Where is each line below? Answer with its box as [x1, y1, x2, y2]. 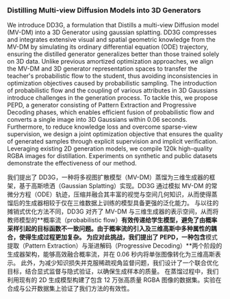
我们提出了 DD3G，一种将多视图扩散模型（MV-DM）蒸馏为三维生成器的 [7, 173, 210, 181]
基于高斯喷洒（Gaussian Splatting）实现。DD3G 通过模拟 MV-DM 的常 [18, 182, 218, 190]
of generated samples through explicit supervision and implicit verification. [7, 138, 218, 146]
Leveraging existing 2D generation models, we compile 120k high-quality [7, 144, 213, 153]
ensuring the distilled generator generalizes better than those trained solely [7, 50, 220, 58]
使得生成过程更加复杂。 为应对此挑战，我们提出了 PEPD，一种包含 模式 [18, 233, 218, 242]
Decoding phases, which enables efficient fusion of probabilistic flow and [7, 108, 214, 116]
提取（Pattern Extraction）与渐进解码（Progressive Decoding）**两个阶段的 [7, 242, 222, 250]
